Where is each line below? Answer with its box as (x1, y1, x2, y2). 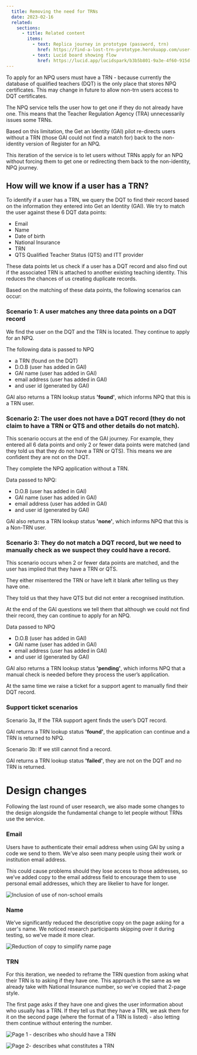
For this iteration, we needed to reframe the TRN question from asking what (6, 971, 189, 978)
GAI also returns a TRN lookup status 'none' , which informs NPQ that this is (6, 517, 189, 525)
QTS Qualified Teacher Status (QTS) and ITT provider (14, 252, 144, 259)
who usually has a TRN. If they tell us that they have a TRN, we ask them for (6, 1007, 189, 1015)
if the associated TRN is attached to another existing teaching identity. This (6, 269, 188, 276)
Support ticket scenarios (6, 703, 78, 711)
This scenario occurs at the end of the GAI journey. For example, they (6, 435, 174, 442)
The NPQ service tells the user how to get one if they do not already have (6, 104, 184, 111)
